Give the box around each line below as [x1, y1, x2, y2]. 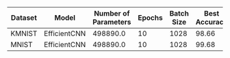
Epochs [138, 13, 163, 23]
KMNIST [10, 29, 38, 38]
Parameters [92, 17, 131, 27]
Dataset [10, 13, 38, 23]
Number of [93, 9, 130, 18]
